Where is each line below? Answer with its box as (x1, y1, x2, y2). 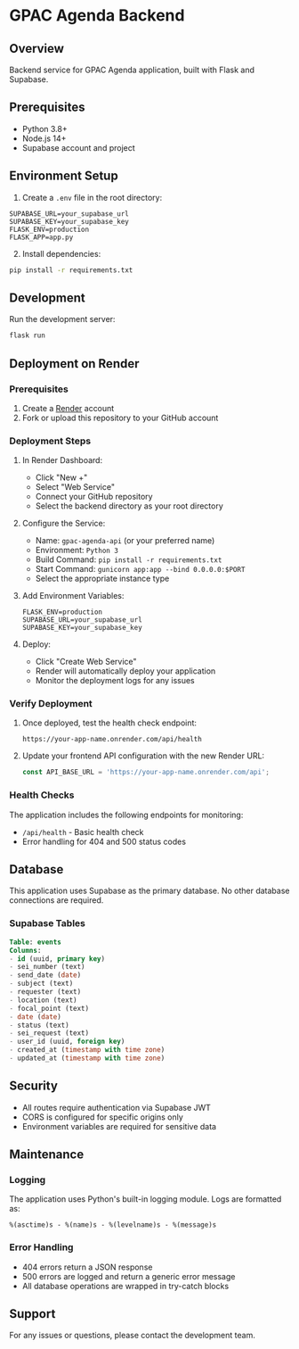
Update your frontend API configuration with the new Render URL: (21, 750, 265, 761)
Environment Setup (9, 169, 118, 184)
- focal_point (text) (9, 1004, 90, 1013)
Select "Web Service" (35, 482, 116, 492)
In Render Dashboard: (21, 455, 103, 466)
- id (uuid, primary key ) (9, 954, 105, 964)
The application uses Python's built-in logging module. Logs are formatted (9, 1194, 282, 1204)
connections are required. (9, 895, 104, 906)
